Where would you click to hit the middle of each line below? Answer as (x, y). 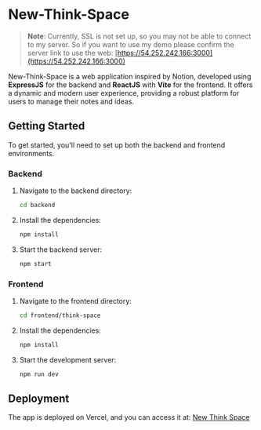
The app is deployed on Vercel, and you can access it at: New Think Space (129, 417)
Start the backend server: (61, 250)
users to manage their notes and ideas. (71, 101)
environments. (31, 153)
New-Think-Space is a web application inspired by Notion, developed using (130, 76)
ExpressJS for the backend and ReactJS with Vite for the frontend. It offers (130, 85)
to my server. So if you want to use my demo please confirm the (131, 44)
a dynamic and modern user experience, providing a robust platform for (124, 93)
